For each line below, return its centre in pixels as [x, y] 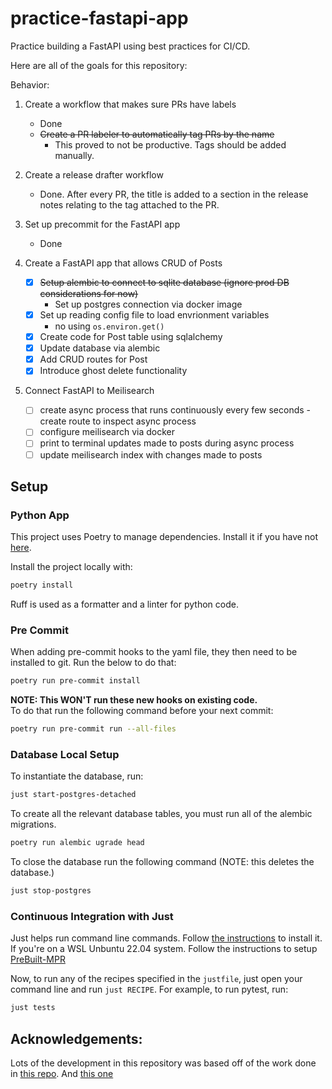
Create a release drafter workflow [94, 174]
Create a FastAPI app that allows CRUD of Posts [123, 263]
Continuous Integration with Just [92, 917]
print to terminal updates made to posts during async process [167, 443]
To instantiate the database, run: [77, 776]
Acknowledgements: [76, 1038]
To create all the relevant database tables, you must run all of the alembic [161, 814]
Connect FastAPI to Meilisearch [89, 391]
